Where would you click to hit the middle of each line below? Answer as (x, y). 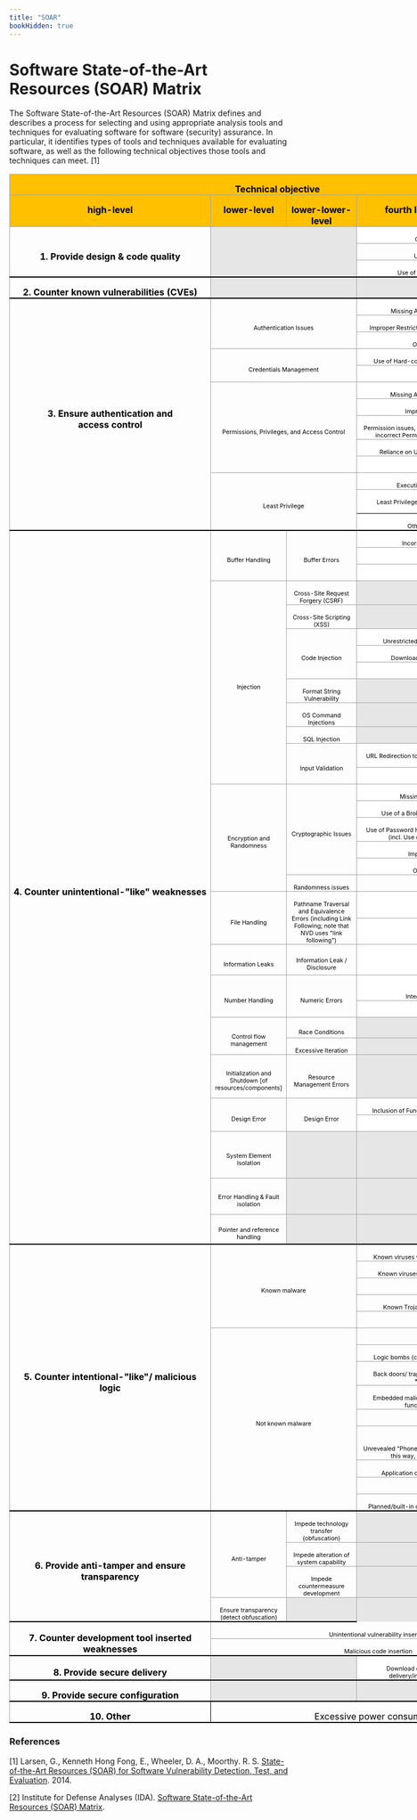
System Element (249, 1155)
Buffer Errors (322, 560)
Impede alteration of (322, 1555)
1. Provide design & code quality (110, 257)
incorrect (388, 436)
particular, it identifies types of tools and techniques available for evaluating (148, 142)
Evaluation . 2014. (41, 1780)
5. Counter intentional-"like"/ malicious (110, 1376)
